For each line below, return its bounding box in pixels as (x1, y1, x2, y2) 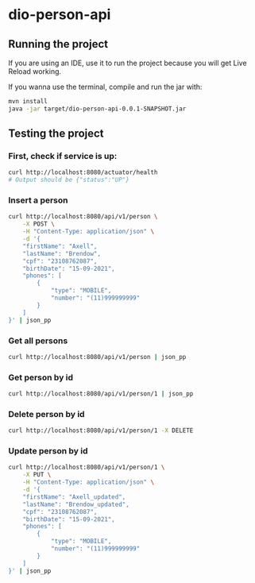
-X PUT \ (22, 471, 52, 479)
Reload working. (8, 67, 62, 76)
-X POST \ (22, 220, 56, 228)
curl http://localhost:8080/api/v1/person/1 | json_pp (8, 390, 194, 398)
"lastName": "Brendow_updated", (22, 500, 129, 508)
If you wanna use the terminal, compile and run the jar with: (8, 82, 203, 91)
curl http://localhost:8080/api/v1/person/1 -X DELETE (8, 427, 194, 434)
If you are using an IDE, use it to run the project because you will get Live (8, 58, 248, 68)
